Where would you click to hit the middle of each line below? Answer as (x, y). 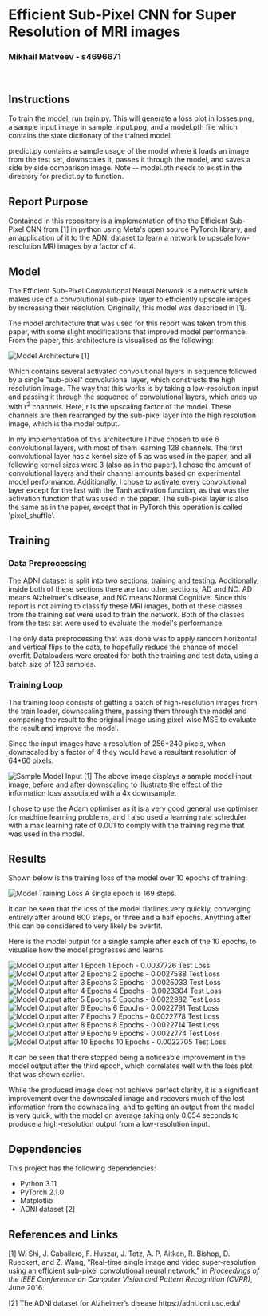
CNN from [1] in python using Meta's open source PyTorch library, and (141, 229)
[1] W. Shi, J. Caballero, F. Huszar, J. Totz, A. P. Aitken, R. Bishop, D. (119, 1254)
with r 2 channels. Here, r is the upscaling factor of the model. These (120, 405)
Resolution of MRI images (95, 32)
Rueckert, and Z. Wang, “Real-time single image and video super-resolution (132, 1262)
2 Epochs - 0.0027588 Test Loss (167, 974)
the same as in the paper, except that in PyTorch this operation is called (126, 507)
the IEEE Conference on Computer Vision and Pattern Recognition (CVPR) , (130, 1279)
